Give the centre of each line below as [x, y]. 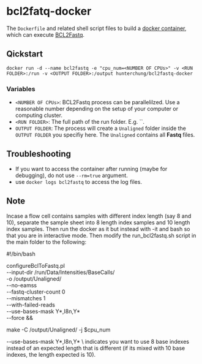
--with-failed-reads [31, 305]
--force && [20, 317]
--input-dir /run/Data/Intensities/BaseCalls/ [61, 272]
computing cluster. [39, 115]
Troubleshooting [39, 154]
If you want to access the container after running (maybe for [91, 169]
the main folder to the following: [47, 242]
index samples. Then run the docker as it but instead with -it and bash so [98, 229]
